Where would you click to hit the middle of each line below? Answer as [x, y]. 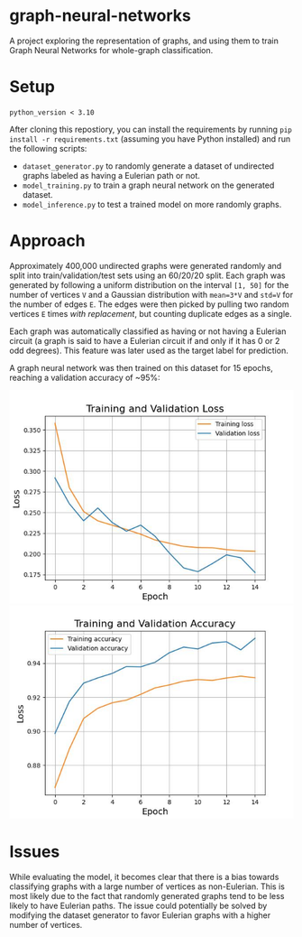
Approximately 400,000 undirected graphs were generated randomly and [146, 265]
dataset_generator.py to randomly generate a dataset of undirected [148, 166]
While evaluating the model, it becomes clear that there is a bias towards [144, 877]
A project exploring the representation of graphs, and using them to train [144, 41]
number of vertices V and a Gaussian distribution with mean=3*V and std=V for [151, 294]
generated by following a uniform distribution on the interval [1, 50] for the [149, 284]
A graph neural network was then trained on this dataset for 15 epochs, [141, 367]
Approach [47, 241]
